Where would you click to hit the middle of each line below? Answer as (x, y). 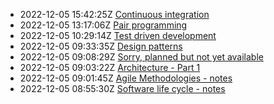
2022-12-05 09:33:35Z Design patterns (101, 46)
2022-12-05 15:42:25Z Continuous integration (114, 14)
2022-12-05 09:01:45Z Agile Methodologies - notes (126, 78)
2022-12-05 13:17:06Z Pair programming (103, 25)
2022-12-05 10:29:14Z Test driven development (118, 35)
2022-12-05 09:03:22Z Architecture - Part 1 (110, 67)
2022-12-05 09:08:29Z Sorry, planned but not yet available (141, 57)
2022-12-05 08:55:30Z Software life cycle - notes (122, 88)
